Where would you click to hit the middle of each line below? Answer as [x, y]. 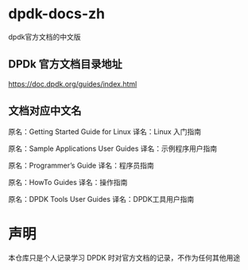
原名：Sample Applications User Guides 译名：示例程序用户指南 [113, 148]
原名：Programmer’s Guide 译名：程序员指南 [81, 165]
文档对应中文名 [45, 111]
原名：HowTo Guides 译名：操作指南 [68, 182]
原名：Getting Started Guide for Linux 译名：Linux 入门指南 [105, 131]
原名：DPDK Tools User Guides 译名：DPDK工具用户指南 [101, 199]
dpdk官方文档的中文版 [45, 37]
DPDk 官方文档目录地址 [66, 64]
